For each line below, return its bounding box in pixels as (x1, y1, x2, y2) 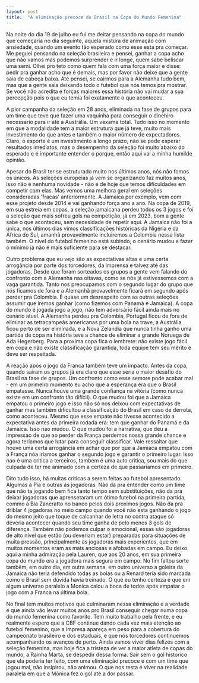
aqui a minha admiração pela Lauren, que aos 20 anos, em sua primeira (6, 551, 181, 558)
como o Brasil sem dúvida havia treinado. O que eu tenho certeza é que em (6, 576, 191, 583)
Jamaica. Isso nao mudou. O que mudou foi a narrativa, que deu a (6, 425, 168, 432)
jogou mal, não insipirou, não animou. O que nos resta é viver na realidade (6, 663, 188, 670)
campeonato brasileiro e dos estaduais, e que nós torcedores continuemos (6, 632, 189, 639)
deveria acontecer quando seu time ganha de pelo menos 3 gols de (6, 519, 172, 526)
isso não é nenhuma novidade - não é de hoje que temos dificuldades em (6, 180, 186, 188)
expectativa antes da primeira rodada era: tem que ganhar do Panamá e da (6, 418, 189, 426)
